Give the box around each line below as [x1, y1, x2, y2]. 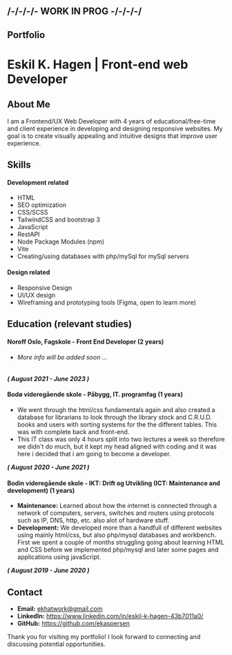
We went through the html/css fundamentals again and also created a [17, 405, 215, 413]
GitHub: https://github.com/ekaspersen [17, 619, 130, 627]
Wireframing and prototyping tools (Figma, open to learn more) [17, 298, 197, 306]
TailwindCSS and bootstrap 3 [17, 215, 100, 224]
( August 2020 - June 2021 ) [7, 462, 90, 471]
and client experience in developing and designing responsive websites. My [7, 124, 223, 133]
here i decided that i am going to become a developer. [17, 449, 171, 458]
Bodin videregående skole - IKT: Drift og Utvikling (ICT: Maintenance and [7, 479, 221, 487]
